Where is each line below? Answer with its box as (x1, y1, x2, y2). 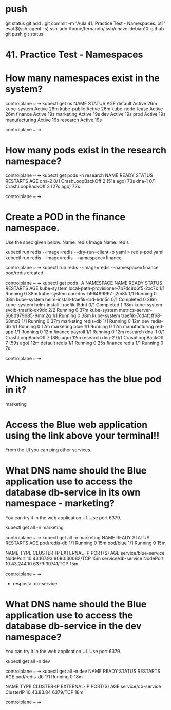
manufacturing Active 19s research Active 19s (5, 116, 102, 123)
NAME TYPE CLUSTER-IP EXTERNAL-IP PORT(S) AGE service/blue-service (5, 549, 165, 556)
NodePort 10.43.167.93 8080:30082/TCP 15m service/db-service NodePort (5, 555, 164, 561)
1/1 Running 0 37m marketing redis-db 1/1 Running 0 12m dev (21, 318, 150, 324)
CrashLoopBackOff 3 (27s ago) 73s (5, 183, 80, 189)
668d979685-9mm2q (5, 312, 51, 319)
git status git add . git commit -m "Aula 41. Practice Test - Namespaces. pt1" (5, 20, 166, 26)
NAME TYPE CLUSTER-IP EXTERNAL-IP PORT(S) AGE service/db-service (5, 683, 161, 689)
